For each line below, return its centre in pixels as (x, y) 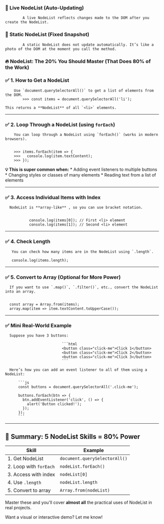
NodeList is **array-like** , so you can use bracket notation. (76, 207)
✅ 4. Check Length (28, 242)
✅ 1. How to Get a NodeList (37, 80)
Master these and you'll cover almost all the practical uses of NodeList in (79, 502)
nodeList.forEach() (82, 467)
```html (70, 344)
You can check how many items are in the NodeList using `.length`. (82, 251)
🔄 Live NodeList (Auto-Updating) (44, 8)
